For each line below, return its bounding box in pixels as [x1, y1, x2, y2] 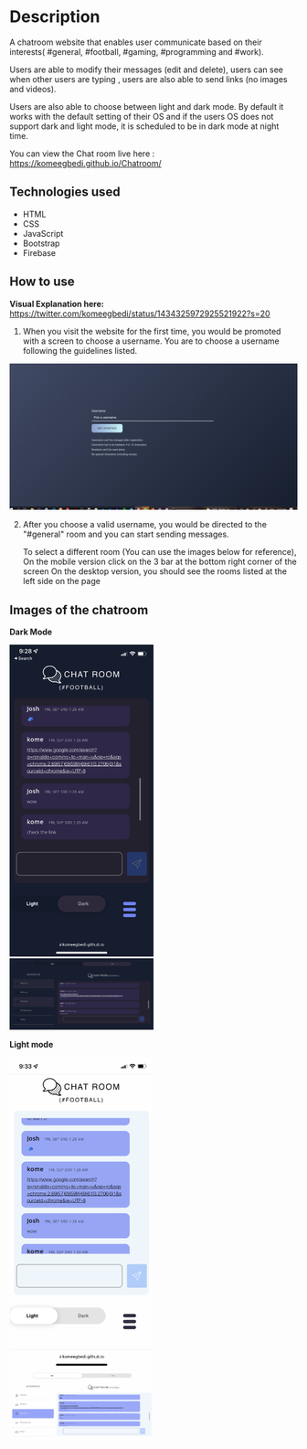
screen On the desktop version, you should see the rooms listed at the [22, 566, 288, 577]
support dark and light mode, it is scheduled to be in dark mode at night [9, 121, 280, 132]
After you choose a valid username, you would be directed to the [22, 519, 268, 530]
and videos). [9, 83, 57, 94]
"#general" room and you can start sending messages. [22, 528, 230, 540]
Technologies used [9, 185, 121, 200]
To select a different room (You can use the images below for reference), [22, 547, 297, 558]
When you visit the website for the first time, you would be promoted [22, 325, 281, 336]
